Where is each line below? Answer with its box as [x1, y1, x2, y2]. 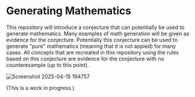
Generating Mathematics [6, 4, 132, 18]
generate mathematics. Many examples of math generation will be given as [6, 30, 190, 37]
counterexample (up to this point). [6, 61, 89, 69]
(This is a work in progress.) [6, 84, 75, 91]
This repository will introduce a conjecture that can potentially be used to [6, 24, 185, 31]
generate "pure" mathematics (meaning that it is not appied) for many [6, 43, 176, 50]
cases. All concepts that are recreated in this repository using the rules [6, 48, 179, 56]
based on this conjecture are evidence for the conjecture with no [6, 55, 165, 62]
